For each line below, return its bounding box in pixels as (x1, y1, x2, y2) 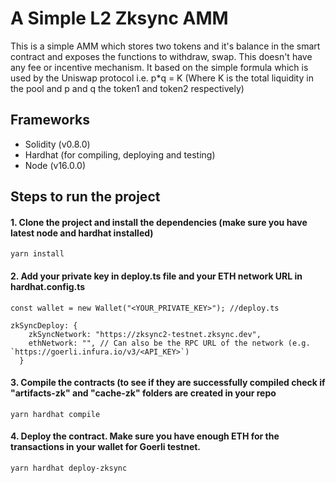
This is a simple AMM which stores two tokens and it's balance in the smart (10, 40, 321, 52)
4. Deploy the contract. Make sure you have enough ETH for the (10, 430, 280, 442)
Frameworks (10, 112, 91, 129)
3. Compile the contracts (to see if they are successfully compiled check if (10, 377, 326, 389)
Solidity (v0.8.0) (24, 138, 91, 150)
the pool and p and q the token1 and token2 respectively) (10, 82, 245, 94)
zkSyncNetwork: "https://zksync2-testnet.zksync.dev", (28, 329, 262, 339)
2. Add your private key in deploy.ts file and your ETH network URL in (10, 270, 303, 282)
